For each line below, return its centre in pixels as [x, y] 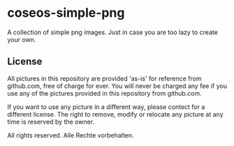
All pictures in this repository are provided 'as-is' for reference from [104, 78]
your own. [22, 39]
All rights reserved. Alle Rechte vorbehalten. [71, 135]
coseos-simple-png [66, 13]
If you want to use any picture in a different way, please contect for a [106, 107]
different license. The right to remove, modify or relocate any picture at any [115, 114]
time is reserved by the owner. [51, 122]
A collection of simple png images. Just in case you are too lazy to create [113, 32]
